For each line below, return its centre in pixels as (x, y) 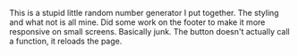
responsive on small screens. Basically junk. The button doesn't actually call (149, 31)
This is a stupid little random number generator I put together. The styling (144, 13)
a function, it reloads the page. (66, 41)
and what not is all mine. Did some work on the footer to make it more (137, 22)
